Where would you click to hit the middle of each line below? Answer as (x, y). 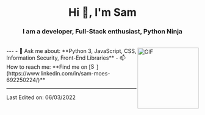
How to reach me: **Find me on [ (49, 67)
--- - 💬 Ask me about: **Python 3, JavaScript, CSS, (71, 51)
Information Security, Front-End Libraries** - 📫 (66, 58)
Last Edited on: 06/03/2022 (41, 97)
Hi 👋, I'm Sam (103, 12)
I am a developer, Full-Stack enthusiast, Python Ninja (103, 32)
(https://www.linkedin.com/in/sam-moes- (58, 74)
